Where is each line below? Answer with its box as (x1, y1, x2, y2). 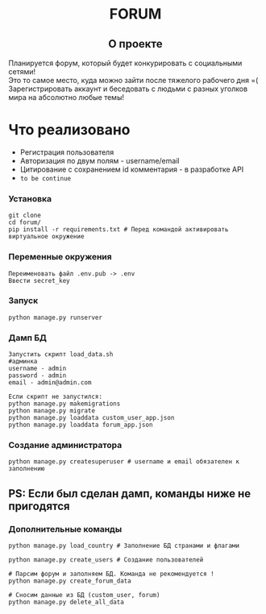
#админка (8, 358, 38, 366)
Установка (8, 193, 52, 204)
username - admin (8, 364, 67, 373)
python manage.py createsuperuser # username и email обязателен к (8, 458, 240, 466)
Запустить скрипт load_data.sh (8, 351, 114, 359)
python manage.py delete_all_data (8, 598, 125, 607)
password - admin (8, 371, 67, 380)
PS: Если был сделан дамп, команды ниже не (8, 487, 251, 500)
